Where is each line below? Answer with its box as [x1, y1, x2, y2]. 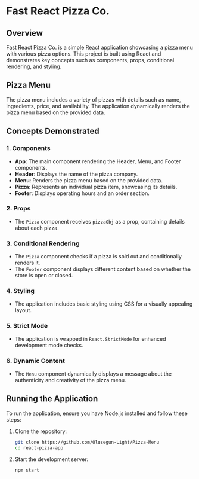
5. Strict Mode [6, 322, 48, 330]
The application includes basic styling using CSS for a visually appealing [14, 300, 193, 307]
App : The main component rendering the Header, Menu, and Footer [14, 157, 181, 165]
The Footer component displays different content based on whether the [14, 266, 191, 273]
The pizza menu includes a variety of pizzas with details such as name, [6, 96, 181, 103]
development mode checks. [14, 341, 83, 349]
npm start [14, 467, 40, 473]
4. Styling [6, 287, 35, 295]
